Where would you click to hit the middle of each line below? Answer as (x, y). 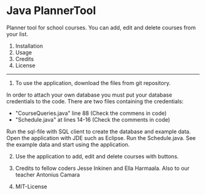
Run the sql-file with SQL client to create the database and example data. (99, 131)
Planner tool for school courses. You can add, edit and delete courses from (101, 28)
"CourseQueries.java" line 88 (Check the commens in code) (91, 113)
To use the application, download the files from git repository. (93, 83)
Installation (29, 46)
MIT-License (31, 186)
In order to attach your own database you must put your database (90, 95)
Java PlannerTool (51, 11)
